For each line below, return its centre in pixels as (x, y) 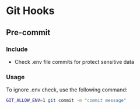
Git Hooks (30, 11)
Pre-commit (28, 33)
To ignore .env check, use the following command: (67, 90)
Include (17, 49)
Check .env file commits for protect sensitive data (74, 62)
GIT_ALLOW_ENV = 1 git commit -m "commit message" (66, 101)
